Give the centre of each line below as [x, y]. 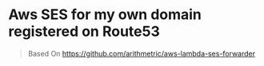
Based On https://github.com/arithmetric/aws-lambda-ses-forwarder [142, 53]
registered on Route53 [84, 31]
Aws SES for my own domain [105, 15]
